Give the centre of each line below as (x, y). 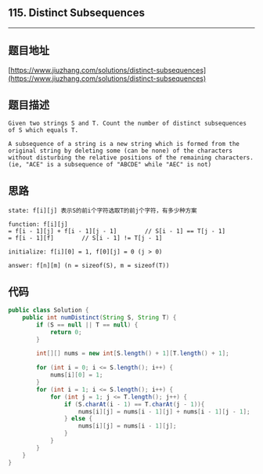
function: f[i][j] (38, 224)
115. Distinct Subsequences (76, 13)
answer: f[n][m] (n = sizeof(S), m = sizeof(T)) (89, 266)
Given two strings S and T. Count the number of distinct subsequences (127, 124)
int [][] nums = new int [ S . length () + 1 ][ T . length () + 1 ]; (133, 354)
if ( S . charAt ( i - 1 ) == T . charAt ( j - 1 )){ (134, 404)
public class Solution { (49, 310)
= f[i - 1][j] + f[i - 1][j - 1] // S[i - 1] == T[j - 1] (117, 232)
